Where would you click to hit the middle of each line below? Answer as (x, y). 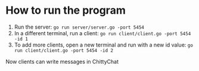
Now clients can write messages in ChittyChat (62, 61)
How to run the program (66, 10)
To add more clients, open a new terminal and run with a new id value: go (103, 45)
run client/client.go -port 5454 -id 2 (64, 50)
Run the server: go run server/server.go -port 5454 (79, 27)
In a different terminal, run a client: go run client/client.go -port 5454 (102, 33)
